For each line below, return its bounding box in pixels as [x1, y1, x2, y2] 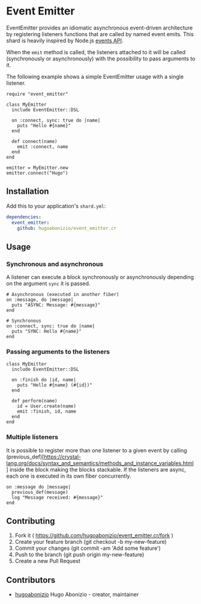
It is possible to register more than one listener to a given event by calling [6, 446, 187, 454]
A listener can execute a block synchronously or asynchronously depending [6, 274, 194, 281]
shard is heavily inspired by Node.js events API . [6, 37, 124, 44]
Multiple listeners [6, 433, 59, 442]
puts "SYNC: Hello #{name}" [11, 328, 82, 334]
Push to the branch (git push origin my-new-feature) [14, 551, 145, 558]
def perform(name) [11, 398, 58, 404]
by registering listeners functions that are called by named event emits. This [6, 30, 194, 37]
